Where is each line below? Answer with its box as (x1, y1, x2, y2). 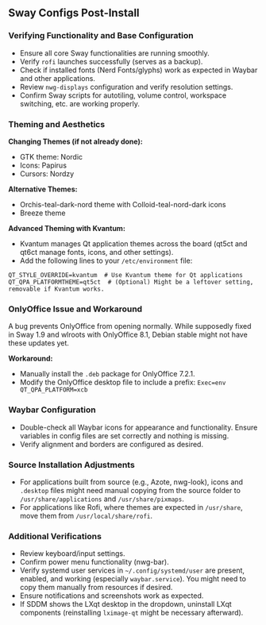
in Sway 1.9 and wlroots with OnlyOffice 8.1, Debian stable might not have (8, 330, 248, 340)
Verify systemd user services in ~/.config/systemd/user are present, (19, 565, 245, 575)
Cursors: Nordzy (19, 168, 75, 178)
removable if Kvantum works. (8, 285, 105, 293)
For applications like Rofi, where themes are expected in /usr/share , (19, 502, 244, 511)
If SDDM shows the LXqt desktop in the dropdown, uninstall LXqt (19, 600, 232, 609)
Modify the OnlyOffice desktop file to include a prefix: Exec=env (19, 377, 226, 388)
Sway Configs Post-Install (8, 6, 141, 20)
